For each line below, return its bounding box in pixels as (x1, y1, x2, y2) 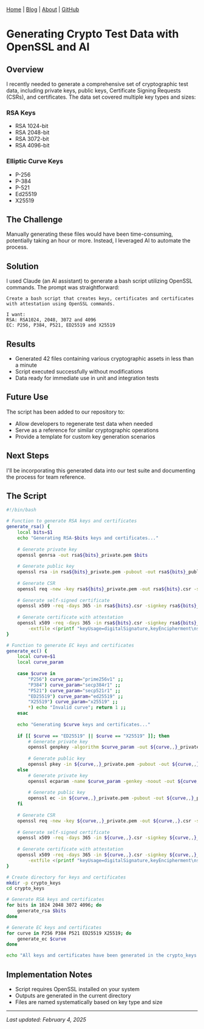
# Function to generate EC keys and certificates (6, 642, 135, 648)
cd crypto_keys (6, 885, 45, 892)
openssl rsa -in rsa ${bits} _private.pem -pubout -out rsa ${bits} (17, 569, 186, 575)
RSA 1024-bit (15, 122, 49, 130)
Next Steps (6, 451, 49, 461)
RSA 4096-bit (15, 142, 50, 149)
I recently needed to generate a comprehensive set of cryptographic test (6, 80, 188, 88)
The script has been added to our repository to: (6, 408, 125, 415)
